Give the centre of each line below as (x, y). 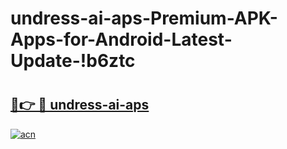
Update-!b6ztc (73, 61)
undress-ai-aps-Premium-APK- (144, 18)
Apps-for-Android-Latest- (121, 39)
